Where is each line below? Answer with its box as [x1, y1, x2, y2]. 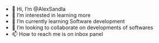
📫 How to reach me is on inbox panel [11, 31, 103, 37]
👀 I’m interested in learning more [11, 12, 91, 19]
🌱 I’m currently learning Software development [11, 18, 125, 24]
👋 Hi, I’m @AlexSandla [11, 6, 66, 12]
